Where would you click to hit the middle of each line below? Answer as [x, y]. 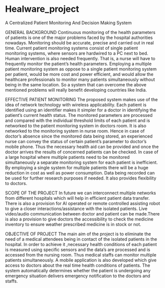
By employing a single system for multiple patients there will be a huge [77, 167]
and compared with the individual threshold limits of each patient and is [78, 120]
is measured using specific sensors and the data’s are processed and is [78, 250]
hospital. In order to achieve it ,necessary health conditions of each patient [81, 244]
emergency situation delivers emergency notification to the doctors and [78, 276]
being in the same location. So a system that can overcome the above [76, 84]
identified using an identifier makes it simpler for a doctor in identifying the [81, 110]
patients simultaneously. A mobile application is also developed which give [81, 260]
